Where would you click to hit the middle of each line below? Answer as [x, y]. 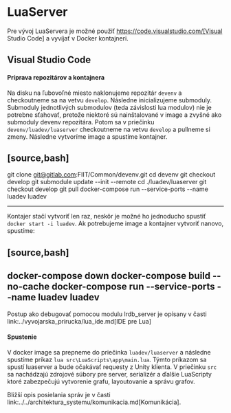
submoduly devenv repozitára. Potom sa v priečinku [81, 122]
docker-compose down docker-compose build [109, 276]
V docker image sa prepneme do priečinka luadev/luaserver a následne [109, 352]
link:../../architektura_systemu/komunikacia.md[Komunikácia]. [94, 402]
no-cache [29, 287]
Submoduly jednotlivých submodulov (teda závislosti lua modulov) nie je [109, 107]
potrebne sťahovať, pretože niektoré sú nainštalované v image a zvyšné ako [114, 115]
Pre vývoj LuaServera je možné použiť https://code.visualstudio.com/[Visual [115, 31]
